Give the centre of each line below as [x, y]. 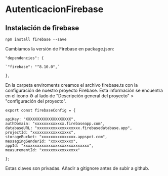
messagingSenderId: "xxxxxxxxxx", [42, 141]
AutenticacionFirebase [54, 9]
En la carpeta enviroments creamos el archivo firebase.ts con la [72, 85]
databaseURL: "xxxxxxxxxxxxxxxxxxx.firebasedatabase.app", [69, 128]
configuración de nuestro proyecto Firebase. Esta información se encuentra [84, 90]
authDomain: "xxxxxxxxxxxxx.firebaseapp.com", [55, 124]
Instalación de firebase [42, 28]
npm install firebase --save [36, 39]
